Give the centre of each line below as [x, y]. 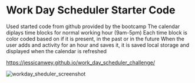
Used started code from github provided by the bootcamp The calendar [93, 26]
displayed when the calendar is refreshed [57, 51]
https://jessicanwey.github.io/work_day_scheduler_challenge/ [81, 63]
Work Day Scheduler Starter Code [91, 10]
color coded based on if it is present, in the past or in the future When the [95, 39]
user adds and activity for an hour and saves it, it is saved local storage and [98, 45]
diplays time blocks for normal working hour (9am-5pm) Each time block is [97, 32]
